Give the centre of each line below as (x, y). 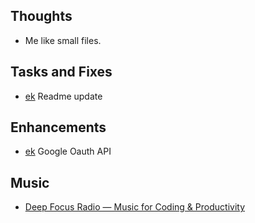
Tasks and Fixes (61, 72)
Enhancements (58, 127)
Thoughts (41, 16)
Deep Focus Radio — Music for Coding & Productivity (134, 207)
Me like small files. (63, 40)
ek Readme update (63, 96)
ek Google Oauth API (68, 151)
